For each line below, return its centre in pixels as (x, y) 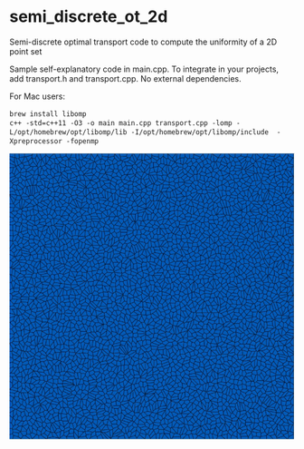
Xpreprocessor (36, 141)
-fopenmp (83, 141)
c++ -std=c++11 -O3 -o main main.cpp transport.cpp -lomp (121, 123)
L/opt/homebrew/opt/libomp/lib (68, 132)
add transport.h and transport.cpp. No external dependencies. (125, 78)
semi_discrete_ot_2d (89, 17)
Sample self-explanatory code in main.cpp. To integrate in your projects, (144, 69)
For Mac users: (38, 96)
